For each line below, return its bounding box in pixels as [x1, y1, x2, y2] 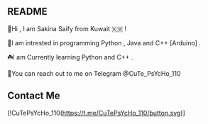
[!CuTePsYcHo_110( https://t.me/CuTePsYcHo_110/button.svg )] [7, 108, 186, 117]
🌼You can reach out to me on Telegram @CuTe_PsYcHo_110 [7, 69, 181, 77]
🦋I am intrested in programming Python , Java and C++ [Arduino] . [7, 38, 201, 47]
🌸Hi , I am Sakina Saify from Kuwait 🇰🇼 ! [7, 24, 126, 33]
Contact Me [7, 90, 60, 102]
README [7, 6, 48, 18]
